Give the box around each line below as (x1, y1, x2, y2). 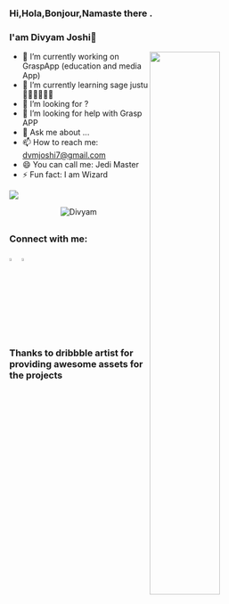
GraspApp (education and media (21, 61, 143, 71)
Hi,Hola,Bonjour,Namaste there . (9, 7, 153, 20)
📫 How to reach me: (21, 137, 99, 148)
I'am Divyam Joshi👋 (9, 30, 97, 43)
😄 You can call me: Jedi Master (21, 159, 140, 170)
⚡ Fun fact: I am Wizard (21, 169, 109, 180)
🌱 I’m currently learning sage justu (21, 79, 149, 91)
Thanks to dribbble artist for (9, 347, 134, 359)
